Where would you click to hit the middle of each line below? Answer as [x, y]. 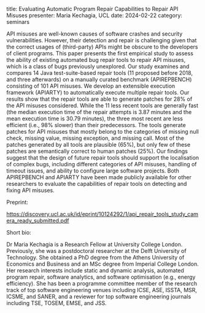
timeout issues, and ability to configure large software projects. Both [93, 171]
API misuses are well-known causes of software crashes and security [95, 34]
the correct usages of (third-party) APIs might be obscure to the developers [102, 47]
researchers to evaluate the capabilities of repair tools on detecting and [97, 184]
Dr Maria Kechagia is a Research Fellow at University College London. [95, 244]
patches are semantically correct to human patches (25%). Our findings [97, 151]
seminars [18, 22]
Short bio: [19, 232]
